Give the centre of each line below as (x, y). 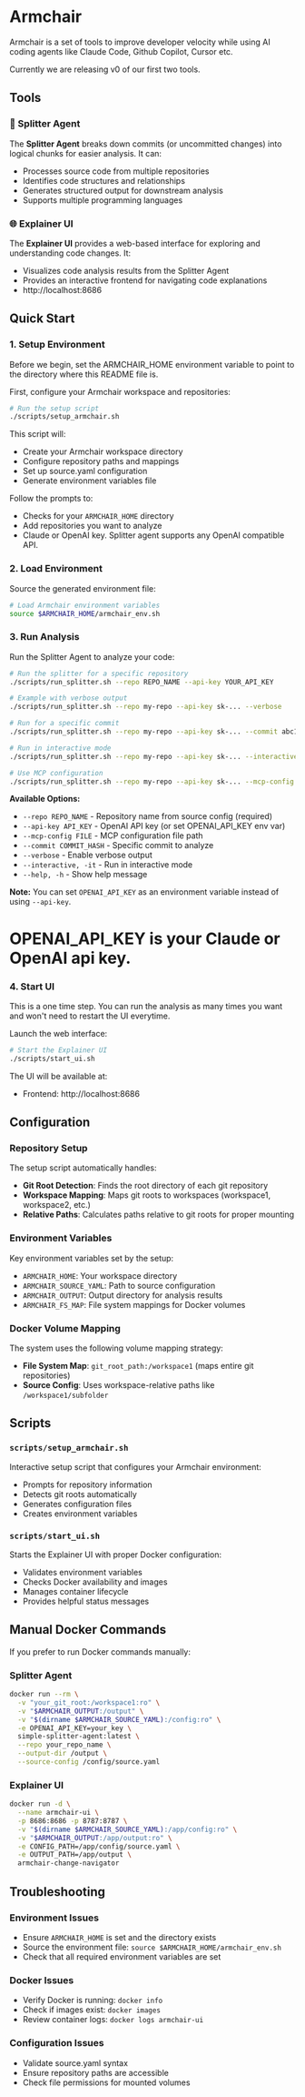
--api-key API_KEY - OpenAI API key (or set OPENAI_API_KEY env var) (154, 826)
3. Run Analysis (44, 637)
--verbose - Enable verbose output (87, 855)
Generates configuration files (77, 1504)
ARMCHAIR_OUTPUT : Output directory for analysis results (123, 1295)
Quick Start (42, 319)
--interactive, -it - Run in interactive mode (108, 865)
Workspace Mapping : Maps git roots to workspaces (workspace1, (146, 1195)
